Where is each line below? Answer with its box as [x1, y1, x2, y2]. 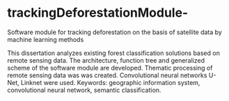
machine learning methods [7, 35, 84, 43]
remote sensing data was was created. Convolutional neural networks [7, 71, 207, 79]
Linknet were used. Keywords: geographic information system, [20, 78, 200, 86]
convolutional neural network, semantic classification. [7, 86, 161, 94]
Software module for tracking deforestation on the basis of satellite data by [7, 28, 223, 36]
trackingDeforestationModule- [7, 5, 189, 21]
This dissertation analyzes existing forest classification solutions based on [7, 49, 221, 57]
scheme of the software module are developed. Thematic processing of [7, 63, 213, 72]
